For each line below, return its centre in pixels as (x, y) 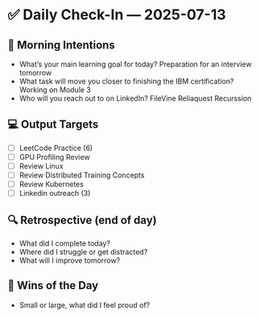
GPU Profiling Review (54, 157)
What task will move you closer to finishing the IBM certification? (126, 81)
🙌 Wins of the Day (53, 285)
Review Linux (41, 165)
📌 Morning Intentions (62, 45)
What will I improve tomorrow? (70, 260)
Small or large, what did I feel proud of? (85, 305)
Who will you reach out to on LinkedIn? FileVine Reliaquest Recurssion (135, 98)
